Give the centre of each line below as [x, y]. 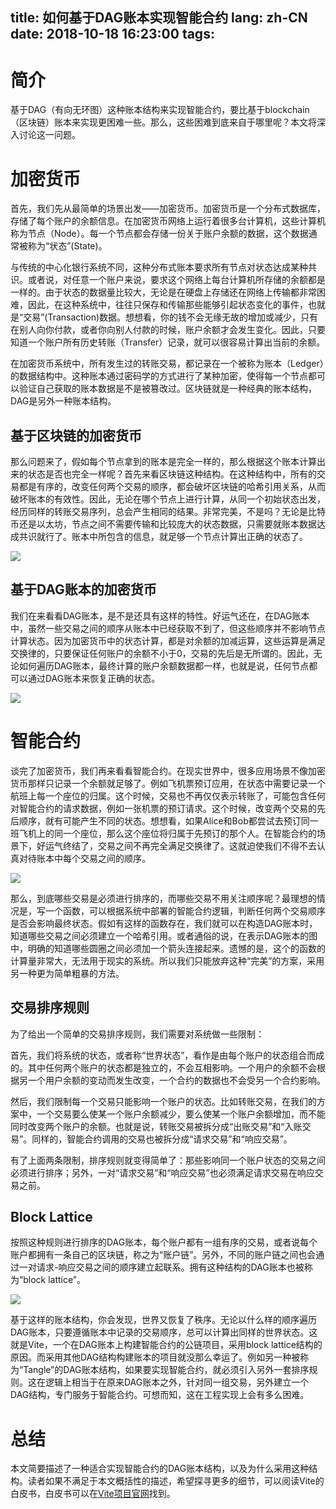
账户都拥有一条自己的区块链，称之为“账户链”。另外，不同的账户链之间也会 [163, 1255]
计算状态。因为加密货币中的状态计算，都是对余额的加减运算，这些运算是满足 [168, 640]
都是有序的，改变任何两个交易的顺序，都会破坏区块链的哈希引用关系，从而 [172, 487]
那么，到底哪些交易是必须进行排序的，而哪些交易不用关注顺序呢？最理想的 [163, 898]
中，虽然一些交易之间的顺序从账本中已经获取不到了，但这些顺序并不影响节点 [168, 628]
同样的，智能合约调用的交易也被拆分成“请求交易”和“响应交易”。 [162, 1139]
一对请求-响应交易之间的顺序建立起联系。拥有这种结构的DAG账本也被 [161, 1267]
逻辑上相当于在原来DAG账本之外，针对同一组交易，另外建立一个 [177, 1382]
